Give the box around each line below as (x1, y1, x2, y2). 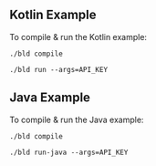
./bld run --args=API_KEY (9, 65, 108, 74)
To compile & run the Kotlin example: (9, 31, 148, 42)
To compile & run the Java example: (9, 114, 144, 125)
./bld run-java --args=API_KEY (9, 148, 129, 157)
